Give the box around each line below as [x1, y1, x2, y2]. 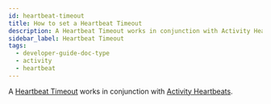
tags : [8, 42, 27, 50]
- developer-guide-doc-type [15, 49, 110, 57]
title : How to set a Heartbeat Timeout [8, 19, 143, 27]
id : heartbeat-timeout [8, 11, 85, 20]
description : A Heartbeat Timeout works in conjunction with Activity [8, 27, 251, 35]
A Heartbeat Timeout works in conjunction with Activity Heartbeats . [8, 86, 233, 96]
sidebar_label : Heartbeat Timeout [8, 34, 125, 43]
